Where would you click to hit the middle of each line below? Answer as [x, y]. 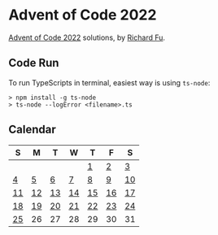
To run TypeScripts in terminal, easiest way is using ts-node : [109, 82]
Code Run [34, 63]
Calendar [32, 130]
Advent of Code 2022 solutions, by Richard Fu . [87, 37]
